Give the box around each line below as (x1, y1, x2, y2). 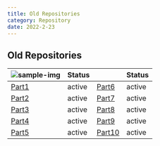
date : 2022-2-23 (7, 23, 55, 30)
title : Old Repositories (7, 10, 80, 18)
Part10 (96, 128, 120, 138)
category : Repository (7, 17, 71, 24)
